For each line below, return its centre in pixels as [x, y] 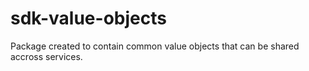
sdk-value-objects [88, 18]
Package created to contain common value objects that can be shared [155, 46]
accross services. [46, 56]
